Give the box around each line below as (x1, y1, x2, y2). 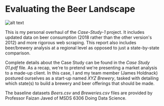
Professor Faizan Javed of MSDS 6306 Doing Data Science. (5, 95, 127, 101)
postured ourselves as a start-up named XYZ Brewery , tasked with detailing (5, 75, 159, 81)
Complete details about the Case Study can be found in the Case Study (5, 59, 150, 65)
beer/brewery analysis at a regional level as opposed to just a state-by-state (5, 45, 160, 51)
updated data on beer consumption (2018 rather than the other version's (5, 34, 152, 40)
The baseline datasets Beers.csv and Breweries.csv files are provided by (5, 90, 153, 96)
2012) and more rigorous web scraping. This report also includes (5, 39, 136, 45)
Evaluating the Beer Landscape (5, 3, 135, 15)
